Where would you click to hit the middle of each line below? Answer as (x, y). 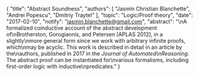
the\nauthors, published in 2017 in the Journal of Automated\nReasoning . (98, 53)
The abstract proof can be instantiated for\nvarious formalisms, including (97, 60)
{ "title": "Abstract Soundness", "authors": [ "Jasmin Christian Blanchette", (98, 9)
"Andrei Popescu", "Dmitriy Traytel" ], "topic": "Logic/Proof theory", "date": (100, 15)
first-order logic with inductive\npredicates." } (63, 66)
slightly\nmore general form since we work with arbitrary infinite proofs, (96, 41)
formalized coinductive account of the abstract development (82, 28)
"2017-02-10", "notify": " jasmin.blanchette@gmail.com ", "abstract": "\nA (97, 21)
